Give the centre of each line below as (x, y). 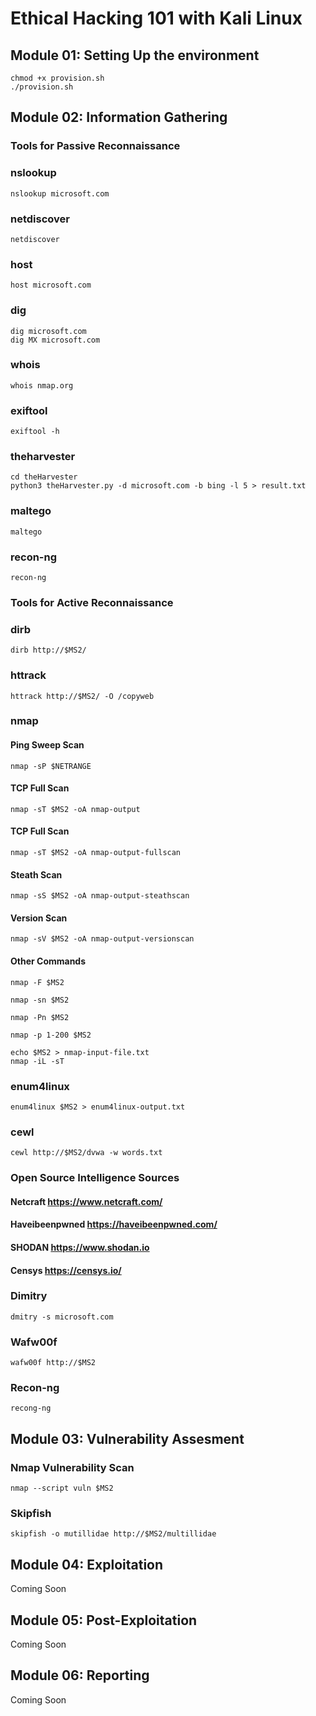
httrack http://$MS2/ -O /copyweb (82, 696)
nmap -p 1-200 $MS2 (51, 1035)
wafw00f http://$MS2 (53, 1363)
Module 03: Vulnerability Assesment (127, 1438)
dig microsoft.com (48, 331)
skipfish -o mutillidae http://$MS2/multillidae (113, 1534)
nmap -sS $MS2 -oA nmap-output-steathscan (100, 896)
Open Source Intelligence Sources (95, 1178)
